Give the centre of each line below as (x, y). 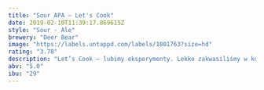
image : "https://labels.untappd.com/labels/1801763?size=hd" (110, 45)
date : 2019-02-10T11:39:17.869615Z (66, 23)
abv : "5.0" (26, 67)
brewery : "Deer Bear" (44, 37)
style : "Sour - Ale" (42, 30)
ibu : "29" (24, 74)
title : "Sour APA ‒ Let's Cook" (61, 15)
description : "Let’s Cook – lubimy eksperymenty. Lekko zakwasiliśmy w (128, 59)
